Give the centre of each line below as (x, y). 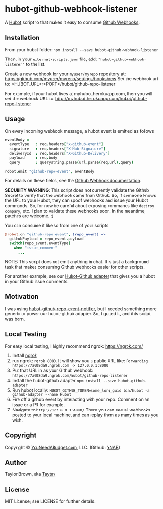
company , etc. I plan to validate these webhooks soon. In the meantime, (75, 211)
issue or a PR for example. (38, 404)
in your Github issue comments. (37, 282)
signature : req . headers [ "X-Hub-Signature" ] (57, 149)
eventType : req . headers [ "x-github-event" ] (56, 144)
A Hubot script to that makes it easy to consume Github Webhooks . (72, 22)
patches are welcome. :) (29, 216)
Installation (22, 38)
